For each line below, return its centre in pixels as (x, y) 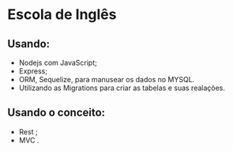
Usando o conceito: (56, 113)
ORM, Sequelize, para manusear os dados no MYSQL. (107, 79)
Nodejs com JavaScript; (58, 62)
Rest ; (28, 131)
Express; (33, 71)
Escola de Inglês (62, 15)
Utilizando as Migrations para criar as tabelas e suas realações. (122, 88)
